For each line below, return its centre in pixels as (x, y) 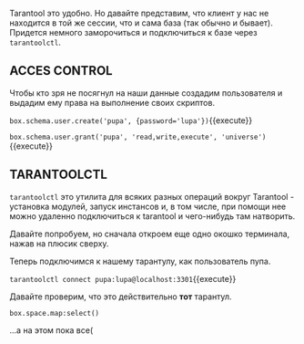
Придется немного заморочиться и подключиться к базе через (133, 32)
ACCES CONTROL (61, 71)
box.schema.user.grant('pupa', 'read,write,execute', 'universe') (138, 137)
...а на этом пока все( (51, 330)
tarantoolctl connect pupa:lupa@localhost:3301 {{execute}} (123, 278)
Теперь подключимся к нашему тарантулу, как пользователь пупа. (140, 261)
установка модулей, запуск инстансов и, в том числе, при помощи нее (148, 206)
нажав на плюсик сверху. (59, 243)
